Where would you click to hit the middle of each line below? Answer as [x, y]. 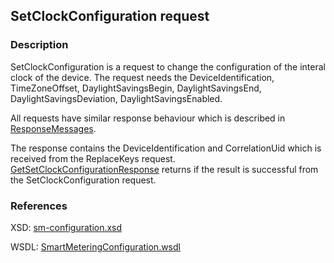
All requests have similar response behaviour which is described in [148, 118]
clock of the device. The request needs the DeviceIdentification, [142, 77]
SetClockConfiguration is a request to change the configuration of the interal [168, 66]
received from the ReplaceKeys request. [93, 158]
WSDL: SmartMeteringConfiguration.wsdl [95, 246]
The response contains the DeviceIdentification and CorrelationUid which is [166, 148]
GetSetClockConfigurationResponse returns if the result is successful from [164, 169]
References [39, 206]
